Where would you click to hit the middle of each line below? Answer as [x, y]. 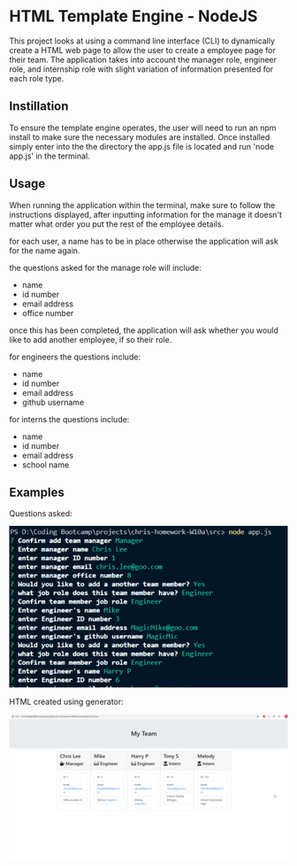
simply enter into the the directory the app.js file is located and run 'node [142, 146]
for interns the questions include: [69, 419]
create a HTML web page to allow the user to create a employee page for [142, 50]
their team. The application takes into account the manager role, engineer [143, 59]
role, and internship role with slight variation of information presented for [141, 69]
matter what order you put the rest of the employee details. [116, 224]
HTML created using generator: [66, 702]
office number [48, 313]
